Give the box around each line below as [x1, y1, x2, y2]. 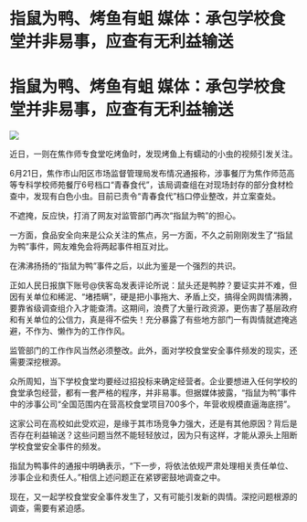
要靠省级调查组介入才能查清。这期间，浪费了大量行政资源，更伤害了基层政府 [9, 303, 298, 314]
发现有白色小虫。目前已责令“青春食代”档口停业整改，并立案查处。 [33, 191, 281, 202]
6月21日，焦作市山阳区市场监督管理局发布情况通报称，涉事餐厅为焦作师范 [9, 168, 287, 179]
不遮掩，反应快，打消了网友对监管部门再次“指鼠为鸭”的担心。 [9, 210, 241, 221]
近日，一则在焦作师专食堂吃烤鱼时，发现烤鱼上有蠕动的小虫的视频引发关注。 [9, 148, 298, 160]
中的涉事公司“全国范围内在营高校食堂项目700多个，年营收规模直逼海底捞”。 [9, 399, 295, 410]
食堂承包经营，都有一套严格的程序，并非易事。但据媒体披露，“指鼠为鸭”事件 [9, 388, 297, 399]
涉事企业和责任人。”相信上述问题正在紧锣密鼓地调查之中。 [9, 472, 226, 483]
